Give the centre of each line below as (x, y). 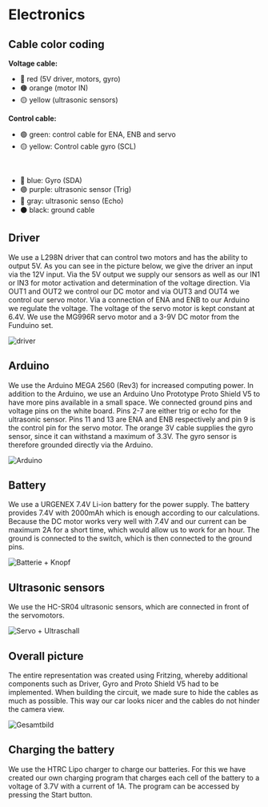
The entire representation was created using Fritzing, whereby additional (128, 675)
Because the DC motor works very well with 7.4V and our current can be (127, 521)
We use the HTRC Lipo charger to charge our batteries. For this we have (127, 769)
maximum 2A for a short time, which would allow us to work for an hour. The (134, 530)
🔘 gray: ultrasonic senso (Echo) (72, 201)
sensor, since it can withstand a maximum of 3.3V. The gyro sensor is (123, 436)
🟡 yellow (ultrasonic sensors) (69, 100)
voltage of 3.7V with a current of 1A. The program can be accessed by (124, 786)
